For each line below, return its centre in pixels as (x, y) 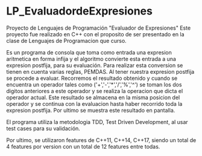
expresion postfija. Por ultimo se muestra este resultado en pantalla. (91, 110)
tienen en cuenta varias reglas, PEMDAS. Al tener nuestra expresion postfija (100, 71)
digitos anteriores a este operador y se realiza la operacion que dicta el (95, 91)
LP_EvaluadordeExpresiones (79, 11)
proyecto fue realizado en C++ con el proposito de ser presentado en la (96, 34)
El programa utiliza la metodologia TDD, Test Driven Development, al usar (97, 122)
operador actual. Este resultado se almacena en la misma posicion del (93, 97)
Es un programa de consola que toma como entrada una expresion (89, 52)
